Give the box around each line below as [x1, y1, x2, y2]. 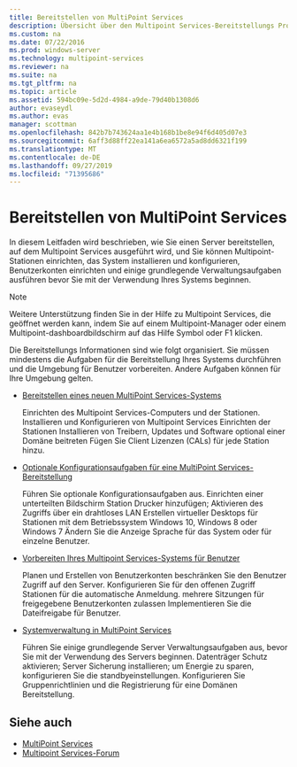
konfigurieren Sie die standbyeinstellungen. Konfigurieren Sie [21, 670, 246, 681]
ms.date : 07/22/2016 [9, 37, 86, 47]
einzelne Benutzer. [21, 536, 90, 546]
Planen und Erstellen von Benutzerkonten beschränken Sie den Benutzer [21, 570, 287, 581]
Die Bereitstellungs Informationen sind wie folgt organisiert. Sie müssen [9, 345, 270, 355]
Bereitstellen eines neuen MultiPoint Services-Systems [21, 391, 223, 401]
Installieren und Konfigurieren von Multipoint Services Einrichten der [21, 417, 271, 428]
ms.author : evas [9, 112, 69, 120]
